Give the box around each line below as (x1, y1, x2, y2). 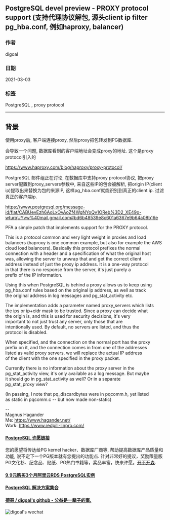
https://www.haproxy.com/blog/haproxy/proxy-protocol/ (5, 164, 122, 170)
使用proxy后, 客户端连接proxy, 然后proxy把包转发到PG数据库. (5, 137, 133, 143)
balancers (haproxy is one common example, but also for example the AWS (5, 240, 162, 246)
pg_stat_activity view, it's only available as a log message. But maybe (5, 370, 149, 377)
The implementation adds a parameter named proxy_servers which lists (5, 303, 154, 309)
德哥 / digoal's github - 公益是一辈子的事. (5, 497, 92, 503)
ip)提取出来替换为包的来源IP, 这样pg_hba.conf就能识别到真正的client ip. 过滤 (5, 188, 164, 194)
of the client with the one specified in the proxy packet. (5, 355, 120, 361)
